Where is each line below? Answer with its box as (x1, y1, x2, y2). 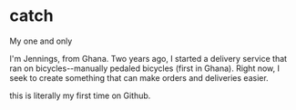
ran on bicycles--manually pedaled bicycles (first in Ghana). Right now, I (9, 63, 281, 74)
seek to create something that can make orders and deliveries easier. (9, 72, 269, 83)
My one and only (9, 35, 73, 46)
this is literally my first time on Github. (9, 90, 151, 101)
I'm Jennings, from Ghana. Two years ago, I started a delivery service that (9, 53, 288, 64)
